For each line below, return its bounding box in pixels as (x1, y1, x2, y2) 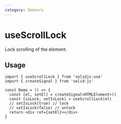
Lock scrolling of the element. (5, 46, 67, 52)
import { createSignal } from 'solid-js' (5, 79, 94, 84)
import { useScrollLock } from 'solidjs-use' (5, 74, 103, 79)
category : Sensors (5, 7, 44, 13)
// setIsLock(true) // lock (9, 101, 69, 106)
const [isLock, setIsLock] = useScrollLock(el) (9, 97, 112, 102)
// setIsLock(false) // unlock (9, 105, 76, 111)
